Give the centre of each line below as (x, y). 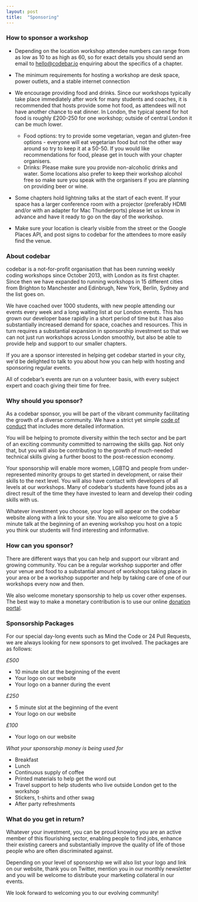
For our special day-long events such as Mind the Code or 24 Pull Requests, (99, 636)
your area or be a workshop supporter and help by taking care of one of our (98, 577)
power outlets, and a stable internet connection (72, 81)
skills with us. (22, 500)
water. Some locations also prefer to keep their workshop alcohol (103, 173)
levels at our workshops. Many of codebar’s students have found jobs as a (97, 487)
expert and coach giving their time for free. (59, 386)
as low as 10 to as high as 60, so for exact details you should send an (99, 57)
